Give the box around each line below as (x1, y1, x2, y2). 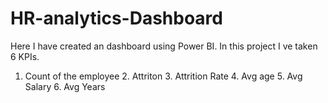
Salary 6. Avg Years (24, 80, 106, 92)
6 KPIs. (10, 50, 40, 62)
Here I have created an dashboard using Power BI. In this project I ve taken (10, 40, 318, 52)
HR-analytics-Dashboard (10, 7, 223, 30)
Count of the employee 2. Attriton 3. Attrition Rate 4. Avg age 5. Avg (24, 70, 303, 82)
